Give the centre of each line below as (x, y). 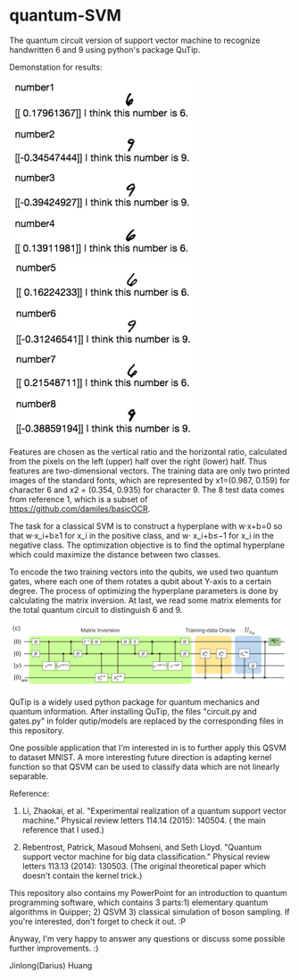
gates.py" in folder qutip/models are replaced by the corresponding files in (146, 721)
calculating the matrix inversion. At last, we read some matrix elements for (145, 600)
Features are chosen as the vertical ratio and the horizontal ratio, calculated (148, 451)
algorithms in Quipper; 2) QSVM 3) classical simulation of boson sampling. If (149, 912)
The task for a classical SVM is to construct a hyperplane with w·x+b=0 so (146, 526)
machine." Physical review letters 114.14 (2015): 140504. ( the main (144, 821)
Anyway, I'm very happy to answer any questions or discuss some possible (147, 939)
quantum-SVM (66, 16)
